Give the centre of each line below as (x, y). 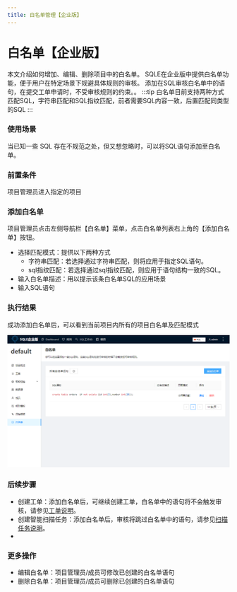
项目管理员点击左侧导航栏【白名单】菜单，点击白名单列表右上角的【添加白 (115, 228)
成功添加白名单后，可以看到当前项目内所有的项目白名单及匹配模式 (103, 325)
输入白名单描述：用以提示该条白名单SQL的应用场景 (92, 279)
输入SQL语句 (36, 288)
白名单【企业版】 (57, 53)
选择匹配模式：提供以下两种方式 (64, 253)
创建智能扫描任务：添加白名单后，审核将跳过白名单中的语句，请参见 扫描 (122, 519)
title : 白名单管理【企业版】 (45, 15)
